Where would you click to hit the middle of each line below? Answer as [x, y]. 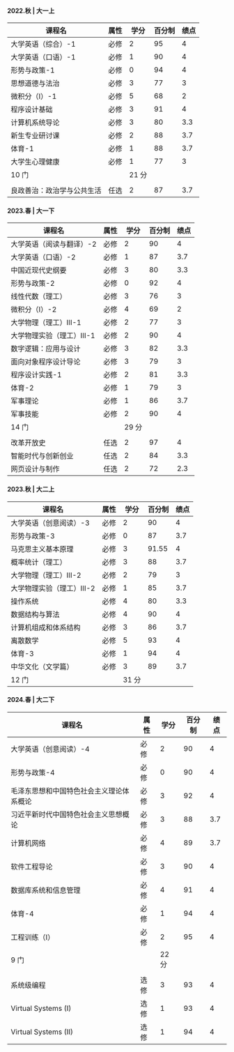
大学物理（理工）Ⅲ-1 [46, 323]
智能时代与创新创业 [42, 456]
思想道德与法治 [36, 84]
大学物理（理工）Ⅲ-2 [46, 575]
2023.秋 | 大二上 [31, 489]
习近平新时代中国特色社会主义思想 [67, 814]
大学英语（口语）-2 [43, 257]
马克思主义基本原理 [42, 549]
